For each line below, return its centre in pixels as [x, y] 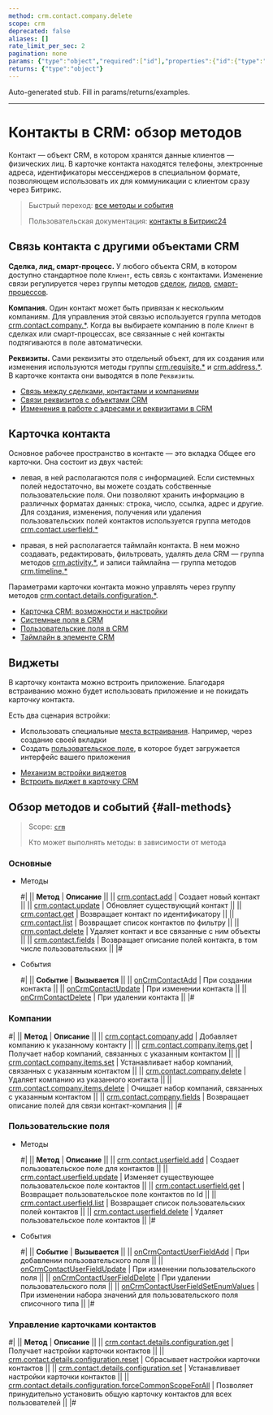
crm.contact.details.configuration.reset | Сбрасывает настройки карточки [134, 1360]
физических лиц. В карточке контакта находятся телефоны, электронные [136, 163]
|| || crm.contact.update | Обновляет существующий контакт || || [131, 905]
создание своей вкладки [63, 740]
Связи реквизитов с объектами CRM [84, 400]
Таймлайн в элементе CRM [67, 637]
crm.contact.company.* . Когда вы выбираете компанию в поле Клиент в [131, 325]
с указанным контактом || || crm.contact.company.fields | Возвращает [129, 1096]
